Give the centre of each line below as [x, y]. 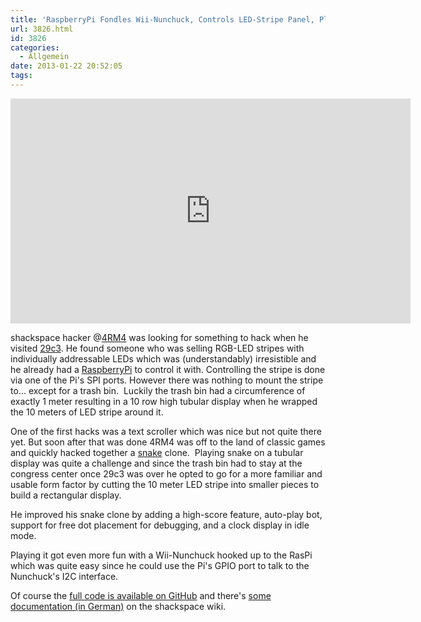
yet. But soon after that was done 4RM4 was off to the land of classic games [168, 442]
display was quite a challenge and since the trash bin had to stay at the [156, 463]
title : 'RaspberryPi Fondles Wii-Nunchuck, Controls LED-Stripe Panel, [162, 19]
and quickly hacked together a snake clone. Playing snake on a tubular [157, 452]
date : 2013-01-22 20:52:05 [66, 66]
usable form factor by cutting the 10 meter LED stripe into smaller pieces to [165, 484]
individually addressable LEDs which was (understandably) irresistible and [163, 358]
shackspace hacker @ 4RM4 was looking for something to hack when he [159, 337]
